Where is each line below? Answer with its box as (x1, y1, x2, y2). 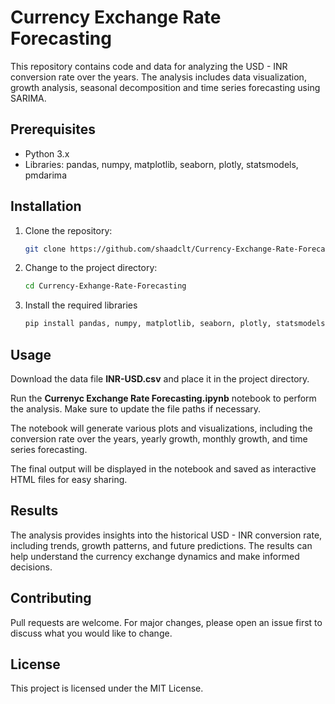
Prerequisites (10, 121, 96, 138)
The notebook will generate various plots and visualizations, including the (10, 422, 313, 434)
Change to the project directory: (24, 262, 158, 274)
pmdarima (24, 169, 67, 181)
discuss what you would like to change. (10, 627, 173, 639)
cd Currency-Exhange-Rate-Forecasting (24, 281, 187, 291)
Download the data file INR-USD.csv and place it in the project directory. (10, 373, 310, 385)
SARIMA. (10, 92, 47, 104)
